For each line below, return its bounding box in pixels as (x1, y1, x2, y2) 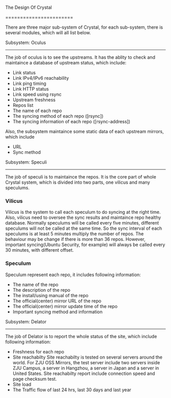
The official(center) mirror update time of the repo (12, 303, 118, 309)
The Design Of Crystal (5, 5, 52, 10)
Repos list (12, 102, 34, 108)
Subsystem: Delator (5, 318, 47, 324)
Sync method (12, 149, 41, 155)
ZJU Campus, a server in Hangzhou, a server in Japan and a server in (12, 365, 159, 371)
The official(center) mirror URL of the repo (12, 298, 102, 304)
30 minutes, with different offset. (5, 247, 74, 253)
